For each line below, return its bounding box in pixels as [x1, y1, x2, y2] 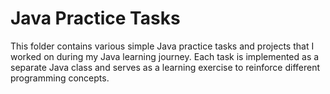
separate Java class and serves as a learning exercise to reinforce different [10, 61, 321, 73]
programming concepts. [10, 72, 110, 84]
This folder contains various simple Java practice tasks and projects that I [10, 40, 315, 52]
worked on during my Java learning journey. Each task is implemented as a [10, 50, 320, 62]
